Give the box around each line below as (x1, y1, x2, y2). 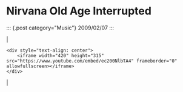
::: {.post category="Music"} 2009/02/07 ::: (6, 24, 114, 31)
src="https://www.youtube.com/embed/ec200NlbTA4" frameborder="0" (6, 58, 178, 64)
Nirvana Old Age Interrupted (6, 4, 151, 18)
